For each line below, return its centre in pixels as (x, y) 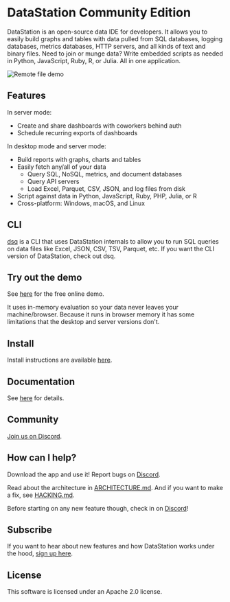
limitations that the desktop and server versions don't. (83, 322)
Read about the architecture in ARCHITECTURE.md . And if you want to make (115, 487)
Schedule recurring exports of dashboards (77, 132)
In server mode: (30, 112)
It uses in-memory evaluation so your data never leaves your (93, 308)
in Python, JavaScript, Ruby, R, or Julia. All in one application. (94, 60)
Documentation (41, 381)
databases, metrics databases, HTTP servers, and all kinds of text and (106, 46)
